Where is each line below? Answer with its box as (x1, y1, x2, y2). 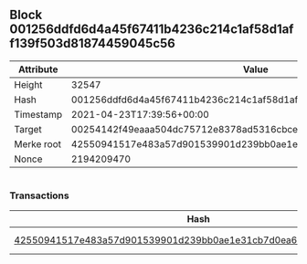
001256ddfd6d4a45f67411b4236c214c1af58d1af (9, 22, 294, 37)
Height (14, 78, 43, 90)
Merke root (14, 137, 62, 150)
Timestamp (14, 108, 63, 121)
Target (14, 122, 43, 135)
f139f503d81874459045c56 (9, 36, 175, 51)
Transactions (9, 189, 70, 202)
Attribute (17, 63, 58, 76)
